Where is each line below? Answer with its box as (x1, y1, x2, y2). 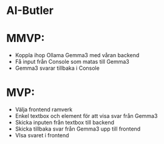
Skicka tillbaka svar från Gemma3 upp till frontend (15, 125, 141, 132)
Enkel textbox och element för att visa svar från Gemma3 (15, 112, 158, 120)
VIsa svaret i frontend (15, 132, 69, 139)
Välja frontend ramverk (15, 106, 73, 113)
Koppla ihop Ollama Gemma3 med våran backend (15, 52, 140, 59)
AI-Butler (6, 4, 53, 18)
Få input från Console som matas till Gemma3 (15, 58, 129, 66)
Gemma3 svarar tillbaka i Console (15, 64, 100, 72)
